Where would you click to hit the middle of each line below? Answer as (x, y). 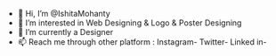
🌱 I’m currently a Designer (65, 32)
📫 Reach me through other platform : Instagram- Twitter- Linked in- (142, 42)
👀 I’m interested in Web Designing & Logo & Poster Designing (130, 23)
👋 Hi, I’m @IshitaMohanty (64, 14)
